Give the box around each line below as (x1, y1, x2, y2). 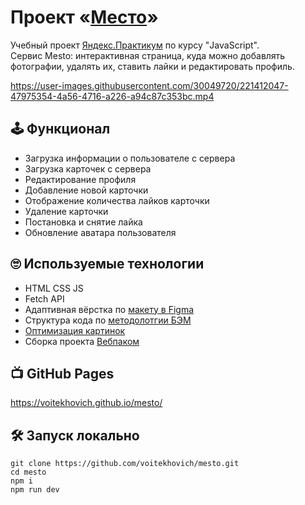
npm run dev (10, 485, 60, 495)
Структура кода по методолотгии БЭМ (24, 314, 192, 326)
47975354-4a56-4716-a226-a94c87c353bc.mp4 (10, 90, 215, 102)
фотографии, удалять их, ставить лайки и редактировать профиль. (10, 60, 295, 72)
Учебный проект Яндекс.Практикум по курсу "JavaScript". (10, 39, 260, 51)
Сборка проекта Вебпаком (24, 335, 140, 347)
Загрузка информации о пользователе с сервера (24, 152, 236, 164)
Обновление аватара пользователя (24, 226, 177, 238)
